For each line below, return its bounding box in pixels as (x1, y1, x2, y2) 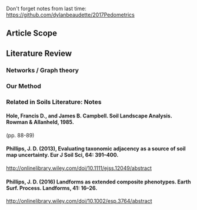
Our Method (6, 82, 41, 90)
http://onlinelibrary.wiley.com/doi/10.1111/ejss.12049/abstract (6, 165, 152, 172)
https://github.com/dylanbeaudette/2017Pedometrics (6, 11, 135, 18)
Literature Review (6, 48, 72, 58)
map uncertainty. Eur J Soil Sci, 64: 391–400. (6, 152, 119, 159)
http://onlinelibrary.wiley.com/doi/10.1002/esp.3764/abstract (6, 198, 152, 205)
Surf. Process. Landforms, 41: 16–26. (6, 184, 98, 191)
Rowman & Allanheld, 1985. (6, 119, 75, 126)
